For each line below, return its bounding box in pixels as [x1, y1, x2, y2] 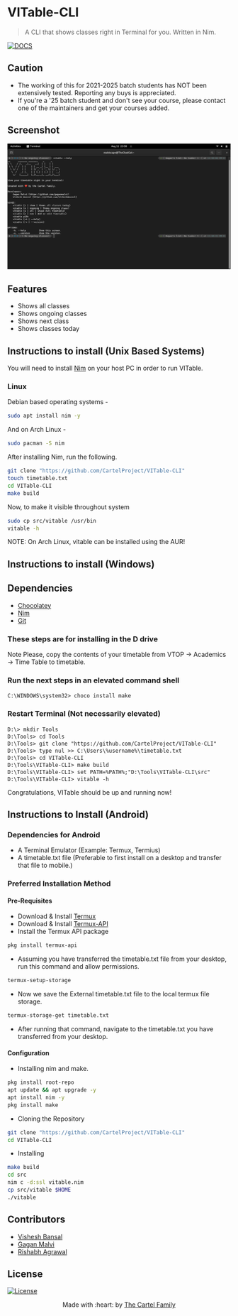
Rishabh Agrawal [17, 1247, 67, 1256]
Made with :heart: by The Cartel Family [62, 1300, 176, 1309]
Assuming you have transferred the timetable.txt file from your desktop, [17, 955, 227, 963]
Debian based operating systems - [7, 398, 108, 406]
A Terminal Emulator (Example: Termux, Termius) [17, 846, 161, 854]
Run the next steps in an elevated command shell [7, 675, 180, 685]
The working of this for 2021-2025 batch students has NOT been [17, 81, 208, 89]
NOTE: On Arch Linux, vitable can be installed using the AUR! [7, 538, 186, 546]
